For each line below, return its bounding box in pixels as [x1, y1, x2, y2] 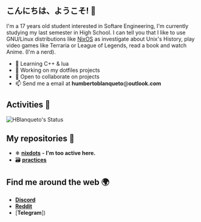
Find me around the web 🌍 [6, 177, 110, 187]
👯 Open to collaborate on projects [15, 72, 100, 80]
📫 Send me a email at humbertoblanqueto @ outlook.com [15, 80, 162, 87]
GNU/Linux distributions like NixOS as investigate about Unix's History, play [6, 35, 195, 43]
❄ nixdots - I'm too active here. [15, 150, 96, 157]
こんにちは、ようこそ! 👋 [6, 5, 96, 16]
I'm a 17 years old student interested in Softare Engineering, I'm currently [6, 22, 189, 29]
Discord [15, 196, 36, 204]
